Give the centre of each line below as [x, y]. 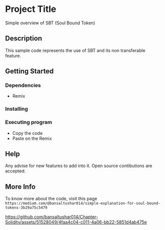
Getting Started [29, 71]
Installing [17, 109]
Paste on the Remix [32, 138]
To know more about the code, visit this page [51, 199]
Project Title [31, 9]
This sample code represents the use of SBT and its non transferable [75, 50]
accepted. [15, 171]
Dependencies [23, 85]
